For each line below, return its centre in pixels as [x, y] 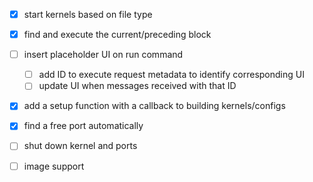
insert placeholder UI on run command [103, 55]
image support [54, 166]
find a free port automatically [83, 126]
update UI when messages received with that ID [137, 86]
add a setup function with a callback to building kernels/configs [154, 106]
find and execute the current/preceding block [117, 35]
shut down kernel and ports [80, 146]
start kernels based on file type [88, 14]
